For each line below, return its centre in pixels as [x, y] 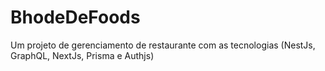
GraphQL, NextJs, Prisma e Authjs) [82, 55]
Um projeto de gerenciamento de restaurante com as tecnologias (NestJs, [163, 45]
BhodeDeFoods [75, 17]
